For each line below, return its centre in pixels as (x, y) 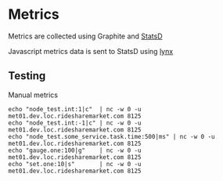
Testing (27, 76)
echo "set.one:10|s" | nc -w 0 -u (75, 164)
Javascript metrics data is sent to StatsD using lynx (91, 51)
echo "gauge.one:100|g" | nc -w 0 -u (75, 150)
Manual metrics (33, 95)
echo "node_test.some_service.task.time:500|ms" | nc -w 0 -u (111, 136)
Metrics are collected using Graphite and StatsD (85, 36)
